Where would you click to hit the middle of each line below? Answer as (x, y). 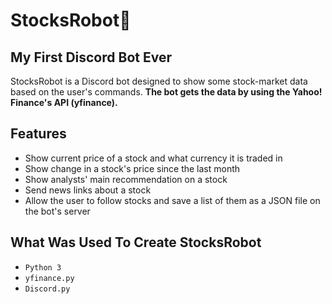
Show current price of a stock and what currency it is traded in (153, 158)
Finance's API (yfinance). (64, 102)
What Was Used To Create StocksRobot (136, 242)
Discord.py (47, 289)
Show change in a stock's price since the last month (132, 168)
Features (38, 134)
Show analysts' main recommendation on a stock (126, 179)
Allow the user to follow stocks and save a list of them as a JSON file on (172, 200)
